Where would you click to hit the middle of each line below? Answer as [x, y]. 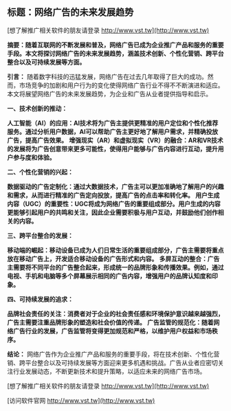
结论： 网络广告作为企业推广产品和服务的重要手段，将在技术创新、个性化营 [113, 354]
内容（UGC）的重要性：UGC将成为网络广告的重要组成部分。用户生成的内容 [114, 203]
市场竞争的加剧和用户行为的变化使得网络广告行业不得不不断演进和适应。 [121, 85]
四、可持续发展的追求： [40, 299]
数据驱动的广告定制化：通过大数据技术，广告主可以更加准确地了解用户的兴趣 [115, 186]
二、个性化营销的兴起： [40, 172]
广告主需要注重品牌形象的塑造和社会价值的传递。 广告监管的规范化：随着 [110, 322]
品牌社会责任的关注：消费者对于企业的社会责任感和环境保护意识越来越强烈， [115, 313]
